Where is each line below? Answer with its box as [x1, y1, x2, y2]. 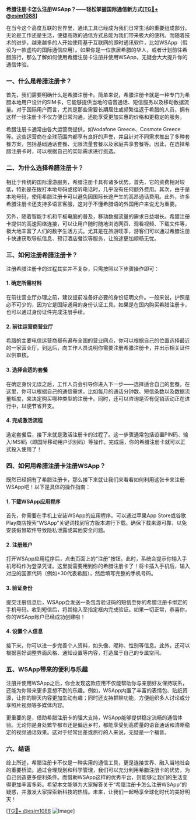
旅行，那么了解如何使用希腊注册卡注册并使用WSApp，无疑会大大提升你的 [10, 54, 188, 60]
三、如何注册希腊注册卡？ [6, 251, 78, 259]
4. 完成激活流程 [6, 417, 43, 424]
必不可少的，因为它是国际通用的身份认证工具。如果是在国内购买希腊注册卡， [6, 301, 190, 308]
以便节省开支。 [21, 402, 57, 409]
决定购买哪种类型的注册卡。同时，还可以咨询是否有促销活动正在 [31, 395, 185, 402]
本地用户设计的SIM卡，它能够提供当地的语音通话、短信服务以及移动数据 [10, 99, 184, 106]
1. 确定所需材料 [6, 279, 42, 286]
